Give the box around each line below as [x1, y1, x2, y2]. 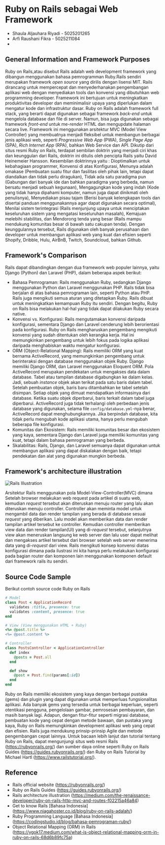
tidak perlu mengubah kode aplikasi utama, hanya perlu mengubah [12, 416, 148, 422]
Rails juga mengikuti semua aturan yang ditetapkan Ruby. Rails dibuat [12, 295, 154, 301]
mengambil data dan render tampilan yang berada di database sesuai [5, 511, 146, 517]
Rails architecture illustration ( [12, 792, 73, 798]
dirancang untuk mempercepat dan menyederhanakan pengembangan [5, 84, 149, 90]
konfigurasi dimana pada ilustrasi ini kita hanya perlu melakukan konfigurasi [5, 548, 159, 554]
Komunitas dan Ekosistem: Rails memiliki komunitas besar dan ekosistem [12, 426, 160, 432]
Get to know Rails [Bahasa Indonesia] [12, 802, 88, 808]
